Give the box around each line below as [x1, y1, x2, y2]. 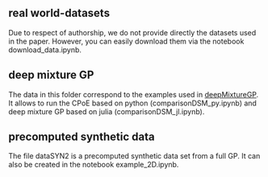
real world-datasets [8, 6, 111, 20]
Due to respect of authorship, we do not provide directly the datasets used [8, 27, 257, 37]
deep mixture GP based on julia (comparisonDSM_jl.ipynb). [8, 106, 205, 116]
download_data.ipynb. [8, 44, 82, 55]
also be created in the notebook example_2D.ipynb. [8, 160, 179, 170]
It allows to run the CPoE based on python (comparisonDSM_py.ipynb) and [8, 98, 257, 108]
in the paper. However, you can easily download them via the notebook [8, 36, 245, 46]
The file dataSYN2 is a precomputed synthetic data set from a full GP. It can [8, 151, 261, 161]
